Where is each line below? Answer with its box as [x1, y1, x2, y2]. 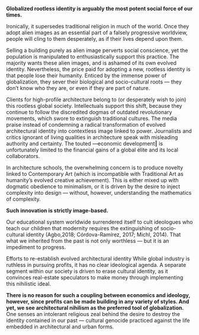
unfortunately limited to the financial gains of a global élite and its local [6, 146, 179, 153]
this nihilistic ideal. [6, 281, 52, 287]
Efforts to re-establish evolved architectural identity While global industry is [6, 255, 190, 262]
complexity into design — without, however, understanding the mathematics [6, 189, 192, 196]
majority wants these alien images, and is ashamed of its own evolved [6, 59, 176, 66]
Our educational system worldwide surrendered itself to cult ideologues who [6, 218, 193, 226]
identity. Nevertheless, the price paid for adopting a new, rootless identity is [6, 66, 191, 73]
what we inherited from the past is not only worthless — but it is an [6, 237, 169, 244]
